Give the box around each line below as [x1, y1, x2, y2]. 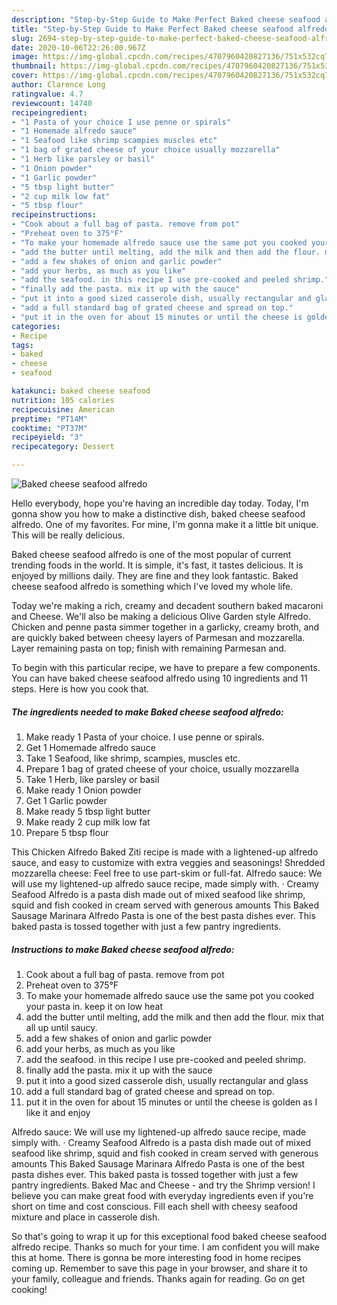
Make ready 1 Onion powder [25, 784, 142, 796]
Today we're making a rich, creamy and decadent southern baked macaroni [11, 600, 324, 611]
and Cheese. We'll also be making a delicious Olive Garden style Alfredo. [11, 611, 311, 622]
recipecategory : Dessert [11, 442, 115, 452]
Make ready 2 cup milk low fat [25, 816, 151, 828]
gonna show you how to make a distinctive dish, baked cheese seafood [11, 508, 306, 520]
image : [11, 52, 39, 62]
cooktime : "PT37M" [11, 423, 88, 433]
